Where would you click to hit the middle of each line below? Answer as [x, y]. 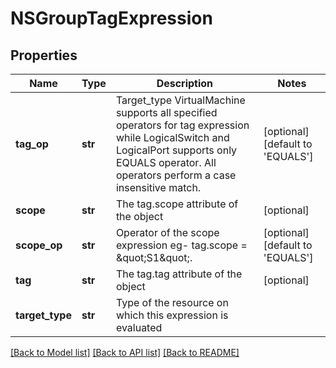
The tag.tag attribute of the [179, 274]
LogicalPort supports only [176, 150]
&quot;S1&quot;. [154, 257]
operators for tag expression [182, 125]
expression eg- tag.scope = [181, 245]
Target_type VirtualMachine [180, 100]
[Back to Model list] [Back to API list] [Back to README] [125, 352]
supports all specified [166, 112]
